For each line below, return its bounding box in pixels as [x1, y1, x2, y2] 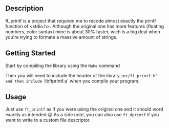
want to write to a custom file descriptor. [5, 117, 91, 123]
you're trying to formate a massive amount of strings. [5, 34, 118, 40]
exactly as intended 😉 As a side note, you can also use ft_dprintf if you [5, 112, 159, 118]
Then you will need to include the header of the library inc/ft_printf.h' [5, 72, 158, 78]
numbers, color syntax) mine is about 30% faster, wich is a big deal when [5, 28, 160, 35]
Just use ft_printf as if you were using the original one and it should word [5, 106, 163, 112]
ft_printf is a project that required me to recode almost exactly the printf [5, 17, 156, 24]
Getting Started [5, 49, 56, 58]
